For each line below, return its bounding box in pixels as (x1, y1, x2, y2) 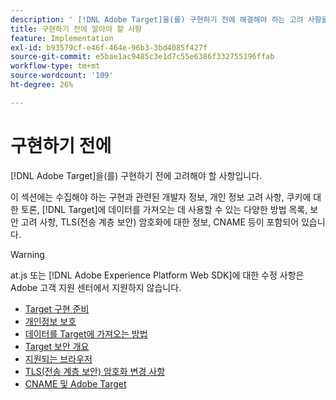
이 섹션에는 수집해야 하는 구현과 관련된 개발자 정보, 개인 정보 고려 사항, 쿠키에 (10, 191, 312, 203)
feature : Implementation (10, 33, 114, 43)
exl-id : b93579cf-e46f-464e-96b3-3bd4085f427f (10, 42, 208, 53)
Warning (10, 248, 45, 260)
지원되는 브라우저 (24, 352, 93, 365)
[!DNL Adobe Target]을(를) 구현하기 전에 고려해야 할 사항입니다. (10, 169, 263, 181)
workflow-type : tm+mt (10, 61, 101, 71)
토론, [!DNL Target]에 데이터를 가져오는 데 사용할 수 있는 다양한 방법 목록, (20, 203, 308, 215)
